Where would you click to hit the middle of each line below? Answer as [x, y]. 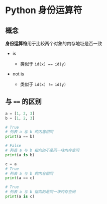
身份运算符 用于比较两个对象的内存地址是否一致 [54, 43]
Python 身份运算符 [44, 10]
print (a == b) [20, 137]
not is [18, 74]
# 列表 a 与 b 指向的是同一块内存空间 [40, 192]
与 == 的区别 [23, 102]
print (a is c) [20, 196]
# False [13, 146]
